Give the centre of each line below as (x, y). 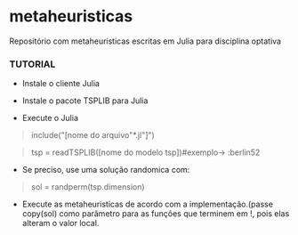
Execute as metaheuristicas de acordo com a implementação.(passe (148, 204)
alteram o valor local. (60, 223)
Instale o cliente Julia (61, 84)
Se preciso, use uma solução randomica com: (106, 170)
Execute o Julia (50, 118)
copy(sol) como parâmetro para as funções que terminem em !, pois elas (156, 214)
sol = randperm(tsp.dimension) (88, 187)
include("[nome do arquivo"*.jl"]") (93, 135)
